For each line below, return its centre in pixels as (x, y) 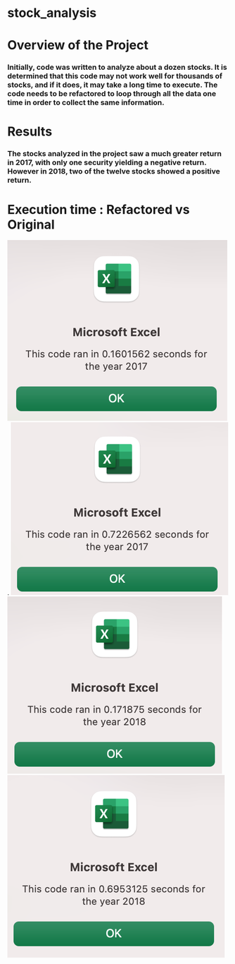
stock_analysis (52, 13)
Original (31, 224)
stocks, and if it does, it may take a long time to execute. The (113, 85)
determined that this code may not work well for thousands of (115, 76)
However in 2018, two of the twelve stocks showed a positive (114, 171)
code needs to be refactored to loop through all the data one (112, 94)
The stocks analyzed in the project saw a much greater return (114, 154)
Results (30, 132)
